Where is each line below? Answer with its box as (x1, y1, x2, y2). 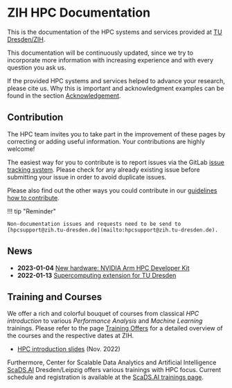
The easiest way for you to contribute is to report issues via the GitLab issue (7, 158, 225, 166)
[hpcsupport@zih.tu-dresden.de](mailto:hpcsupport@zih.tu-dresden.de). (7, 227, 218, 233)
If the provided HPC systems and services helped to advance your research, (7, 76, 225, 85)
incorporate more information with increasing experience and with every (7, 55, 213, 64)
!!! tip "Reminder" (7, 206, 57, 215)
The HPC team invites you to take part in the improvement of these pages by (7, 130, 226, 138)
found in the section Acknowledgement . (7, 91, 121, 100)
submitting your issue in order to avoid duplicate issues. (7, 173, 167, 181)
